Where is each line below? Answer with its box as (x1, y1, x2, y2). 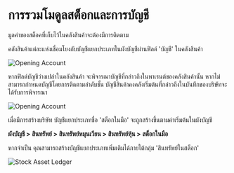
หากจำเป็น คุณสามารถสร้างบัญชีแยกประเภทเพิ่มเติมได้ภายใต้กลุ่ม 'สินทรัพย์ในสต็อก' (8, 144, 200, 152)
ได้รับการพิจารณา (8, 88, 48, 96)
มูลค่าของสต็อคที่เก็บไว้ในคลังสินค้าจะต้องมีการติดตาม (8, 30, 129, 39)
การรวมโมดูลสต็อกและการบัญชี (8, 7, 150, 23)
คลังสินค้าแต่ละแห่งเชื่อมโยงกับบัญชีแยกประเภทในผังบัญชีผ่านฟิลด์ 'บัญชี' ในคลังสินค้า (8, 44, 203, 53)
